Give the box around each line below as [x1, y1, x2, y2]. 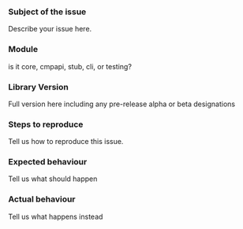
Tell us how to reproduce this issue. [8, 137, 124, 146]
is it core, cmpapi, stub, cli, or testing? [8, 61, 133, 71]
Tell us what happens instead [8, 212, 103, 221]
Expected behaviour [8, 157, 88, 168]
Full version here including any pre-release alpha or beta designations [8, 99, 235, 109]
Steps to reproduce [8, 119, 84, 130]
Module [8, 44, 38, 55]
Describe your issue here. [8, 24, 92, 34]
